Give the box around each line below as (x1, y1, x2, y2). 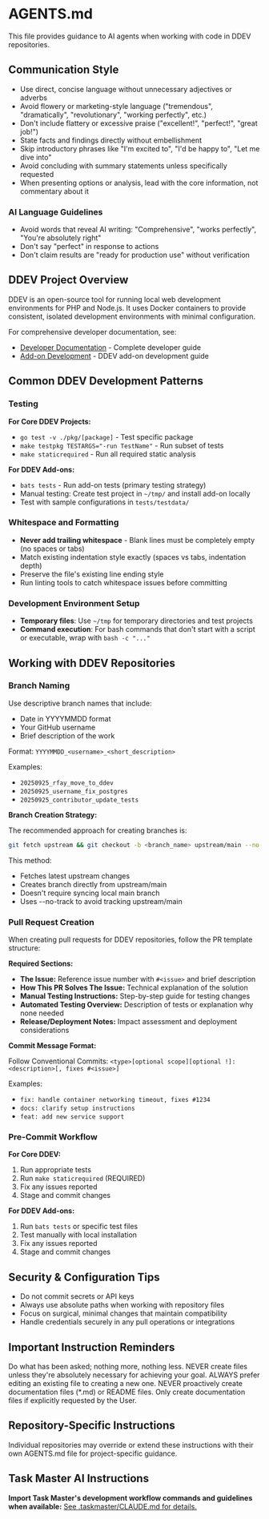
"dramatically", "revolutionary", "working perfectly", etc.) (19, 110, 207, 119)
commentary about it (19, 186, 90, 196)
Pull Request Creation (8, 916, 94, 927)
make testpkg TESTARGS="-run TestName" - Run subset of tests (19, 440, 224, 450)
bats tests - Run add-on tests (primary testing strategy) (19, 480, 207, 489)
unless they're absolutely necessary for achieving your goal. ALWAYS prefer (8, 1370, 260, 1380)
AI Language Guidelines (8, 206, 103, 217)
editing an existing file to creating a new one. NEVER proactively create (8, 1378, 243, 1388)
